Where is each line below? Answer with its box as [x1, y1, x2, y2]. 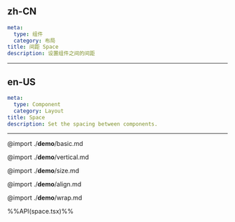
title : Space [7, 114, 45, 121]
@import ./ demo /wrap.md [7, 193, 83, 202]
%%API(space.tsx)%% [7, 207, 74, 216]
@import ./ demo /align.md [7, 180, 82, 188]
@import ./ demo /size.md [7, 167, 80, 175]
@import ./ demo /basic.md [7, 140, 84, 148]
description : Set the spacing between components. [7, 120, 158, 128]
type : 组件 [13, 31, 43, 38]
